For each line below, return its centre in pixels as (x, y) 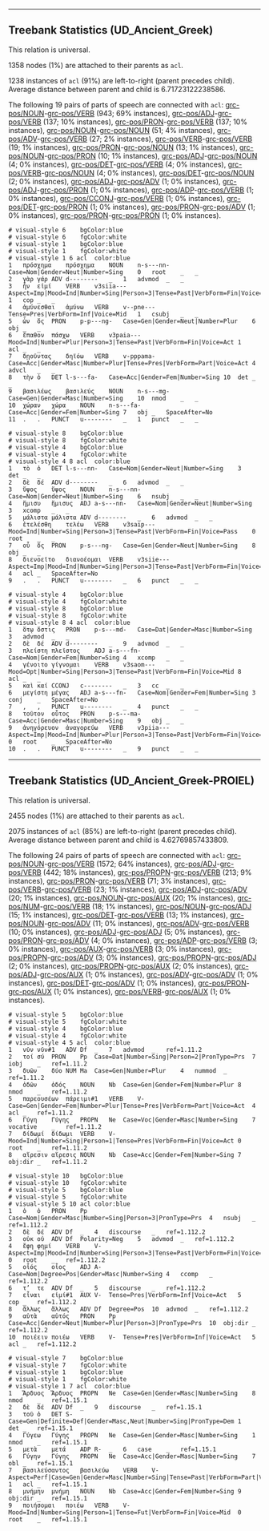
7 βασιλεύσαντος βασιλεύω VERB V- (84, 1470)
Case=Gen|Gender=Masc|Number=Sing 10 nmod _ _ (103, 398)
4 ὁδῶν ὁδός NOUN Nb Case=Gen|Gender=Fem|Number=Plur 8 (125, 1085)
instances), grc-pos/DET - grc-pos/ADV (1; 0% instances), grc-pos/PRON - (129, 983)
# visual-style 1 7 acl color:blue (69, 1386)
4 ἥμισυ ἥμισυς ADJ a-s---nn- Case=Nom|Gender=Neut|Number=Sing (130, 503)
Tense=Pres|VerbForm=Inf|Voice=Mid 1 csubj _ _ (103, 314)
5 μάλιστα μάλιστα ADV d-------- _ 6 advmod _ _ (111, 518)
